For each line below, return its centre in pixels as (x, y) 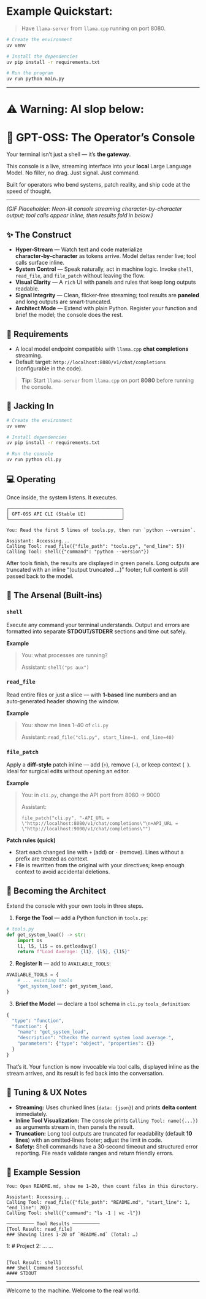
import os (30, 940)
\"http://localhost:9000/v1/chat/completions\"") (86, 829)
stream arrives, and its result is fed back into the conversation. (85, 1073)
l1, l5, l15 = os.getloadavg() (57, 946)
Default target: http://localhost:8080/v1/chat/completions (90, 362)
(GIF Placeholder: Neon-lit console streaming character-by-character (94, 209)
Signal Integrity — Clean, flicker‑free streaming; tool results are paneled (107, 295)
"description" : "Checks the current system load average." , (96, 1038)
